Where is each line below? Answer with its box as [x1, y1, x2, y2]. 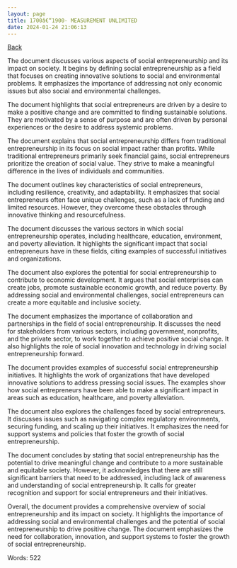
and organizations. [7, 254, 62, 263]
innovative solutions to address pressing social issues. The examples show [7, 378, 226, 387]
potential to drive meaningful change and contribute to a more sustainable [7, 458, 224, 467]
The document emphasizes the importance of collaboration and [7, 312, 193, 321]
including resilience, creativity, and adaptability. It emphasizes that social [7, 188, 220, 197]
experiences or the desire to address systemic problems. [7, 123, 173, 132]
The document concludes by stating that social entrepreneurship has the [7, 451, 219, 460]
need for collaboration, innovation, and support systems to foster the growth [7, 533, 230, 541]
